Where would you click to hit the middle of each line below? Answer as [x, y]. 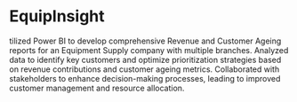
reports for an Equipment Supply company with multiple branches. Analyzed [149, 50]
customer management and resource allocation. [97, 88]
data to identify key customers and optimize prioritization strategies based [145, 59]
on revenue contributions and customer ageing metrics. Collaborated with [144, 69]
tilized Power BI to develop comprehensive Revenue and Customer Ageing [145, 41]
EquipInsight [57, 16]
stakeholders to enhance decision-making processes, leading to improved [145, 78]
